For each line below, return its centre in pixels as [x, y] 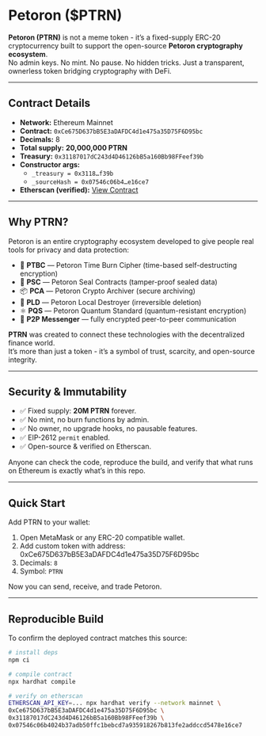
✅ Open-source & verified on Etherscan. [85, 447]
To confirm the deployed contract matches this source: [98, 638]
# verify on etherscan [46, 696]
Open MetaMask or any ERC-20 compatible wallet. [102, 538]
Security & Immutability [68, 392]
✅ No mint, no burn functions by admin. [84, 420]
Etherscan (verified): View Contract [79, 189]
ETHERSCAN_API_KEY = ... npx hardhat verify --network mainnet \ [115, 704]
